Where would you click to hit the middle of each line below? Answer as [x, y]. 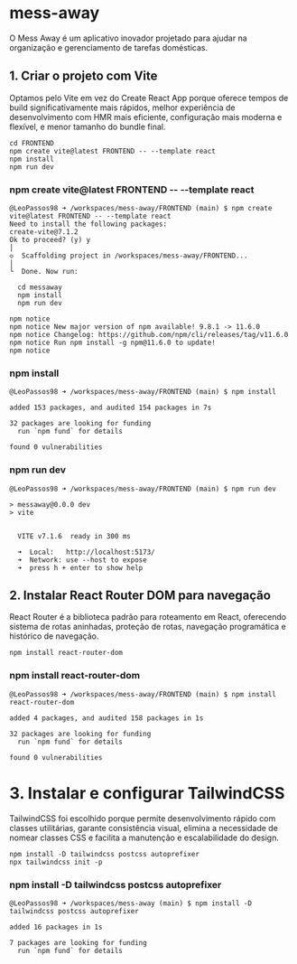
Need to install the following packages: [88, 224]
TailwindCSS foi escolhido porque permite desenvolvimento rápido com [143, 818]
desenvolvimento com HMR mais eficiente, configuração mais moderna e [146, 117]
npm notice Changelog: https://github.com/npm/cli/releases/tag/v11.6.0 [149, 335]
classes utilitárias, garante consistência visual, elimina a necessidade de [144, 828]
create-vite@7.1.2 [44, 232]
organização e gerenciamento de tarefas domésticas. [109, 47]
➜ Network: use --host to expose [82, 560]
